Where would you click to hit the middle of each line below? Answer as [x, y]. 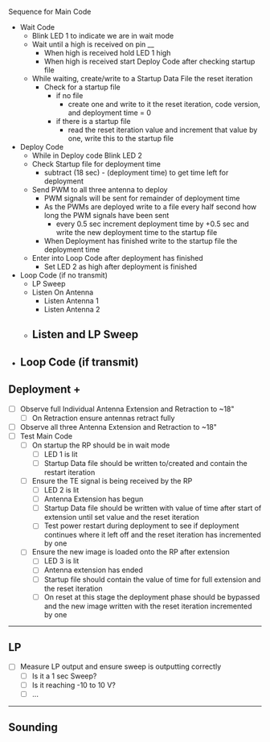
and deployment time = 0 [109, 113]
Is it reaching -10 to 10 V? [74, 685]
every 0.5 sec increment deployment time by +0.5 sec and [152, 224]
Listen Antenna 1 [71, 301]
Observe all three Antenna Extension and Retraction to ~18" [118, 427]
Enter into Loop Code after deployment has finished [117, 258]
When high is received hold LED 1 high [107, 53]
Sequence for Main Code [50, 12]
